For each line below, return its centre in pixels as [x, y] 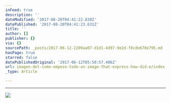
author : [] [17, 34]
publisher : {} [20, 39]
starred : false [21, 57]
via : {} [13, 43]
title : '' [16, 29]
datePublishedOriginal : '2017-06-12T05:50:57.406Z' [61, 62]
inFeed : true [19, 10]
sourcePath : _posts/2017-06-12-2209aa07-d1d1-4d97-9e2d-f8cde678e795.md [84, 48]
